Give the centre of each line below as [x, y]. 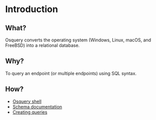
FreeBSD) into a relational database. [43, 45]
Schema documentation [37, 106]
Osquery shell [27, 101]
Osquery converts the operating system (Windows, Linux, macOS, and [78, 40]
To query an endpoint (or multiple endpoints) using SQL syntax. [71, 73]
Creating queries [30, 112]
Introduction [32, 9]
